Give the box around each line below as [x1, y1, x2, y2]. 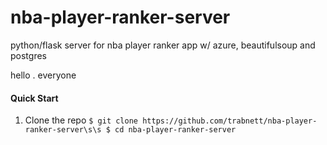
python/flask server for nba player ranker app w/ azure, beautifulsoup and [10, 39, 316, 51]
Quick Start [10, 92, 59, 104]
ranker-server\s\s [24, 125, 102, 135]
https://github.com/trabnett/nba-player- [142, 116, 318, 126]
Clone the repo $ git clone [24, 114, 138, 126]
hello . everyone [10, 69, 77, 81]
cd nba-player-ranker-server [114, 125, 237, 135]
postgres [10, 49, 47, 61]
